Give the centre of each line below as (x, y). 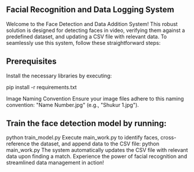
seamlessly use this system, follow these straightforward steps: (83, 43)
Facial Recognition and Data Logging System (90, 10)
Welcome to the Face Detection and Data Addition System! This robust (92, 24)
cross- (168, 138)
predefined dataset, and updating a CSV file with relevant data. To (87, 36)
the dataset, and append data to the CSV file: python (95, 144)
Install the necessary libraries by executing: (59, 76)
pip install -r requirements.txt (41, 87)
